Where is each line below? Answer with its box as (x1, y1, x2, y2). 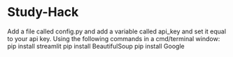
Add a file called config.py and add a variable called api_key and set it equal (7, 27, 226, 35)
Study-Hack (7, 4, 79, 20)
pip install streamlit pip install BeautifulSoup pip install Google (7, 42, 185, 50)
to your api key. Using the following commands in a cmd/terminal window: (7, 34, 220, 42)
